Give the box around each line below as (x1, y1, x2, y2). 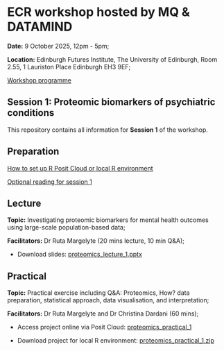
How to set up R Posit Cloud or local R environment (7, 164, 154, 172)
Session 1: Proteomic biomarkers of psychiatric (7, 96, 216, 108)
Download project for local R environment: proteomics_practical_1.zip (17, 336, 215, 345)
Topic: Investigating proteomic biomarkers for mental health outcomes (7, 216, 209, 224)
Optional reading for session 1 (7, 178, 92, 186)
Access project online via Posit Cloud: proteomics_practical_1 (17, 323, 192, 332)
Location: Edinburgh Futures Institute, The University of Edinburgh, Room (7, 55, 218, 63)
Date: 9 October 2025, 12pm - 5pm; (7, 42, 110, 50)
